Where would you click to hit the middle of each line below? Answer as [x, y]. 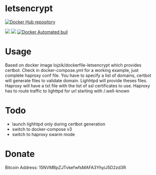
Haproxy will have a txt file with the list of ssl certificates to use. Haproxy [78, 86]
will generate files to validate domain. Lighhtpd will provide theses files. [76, 80]
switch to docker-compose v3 [42, 129]
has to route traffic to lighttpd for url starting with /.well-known [67, 91]
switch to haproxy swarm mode [43, 134]
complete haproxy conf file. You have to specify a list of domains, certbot [78, 75]
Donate [20, 154]
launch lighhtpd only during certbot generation [59, 124]
